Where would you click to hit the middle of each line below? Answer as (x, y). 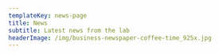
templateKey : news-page (48, 15)
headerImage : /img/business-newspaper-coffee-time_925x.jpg (110, 38)
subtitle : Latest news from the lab (69, 30)
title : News (28, 23)
